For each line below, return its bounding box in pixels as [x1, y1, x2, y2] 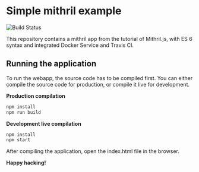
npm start [6, 137, 31, 143]
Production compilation [6, 92, 65, 99]
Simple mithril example [6, 4, 122, 18]
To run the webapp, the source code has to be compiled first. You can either [6, 74, 193, 81]
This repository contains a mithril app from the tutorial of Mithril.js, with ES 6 [6, 35, 193, 42]
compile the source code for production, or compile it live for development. [6, 81, 190, 88]
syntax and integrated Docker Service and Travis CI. [6, 42, 134, 49]
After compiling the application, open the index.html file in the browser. [6, 148, 180, 155]
